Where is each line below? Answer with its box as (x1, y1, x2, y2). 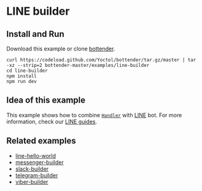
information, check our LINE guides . (6, 118, 98, 125)
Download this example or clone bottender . (6, 45, 115, 52)
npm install (6, 73, 37, 79)
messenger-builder (15, 158, 64, 166)
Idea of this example (6, 95, 86, 106)
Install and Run (6, 29, 64, 39)
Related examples (6, 136, 76, 146)
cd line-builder (6, 68, 48, 74)
